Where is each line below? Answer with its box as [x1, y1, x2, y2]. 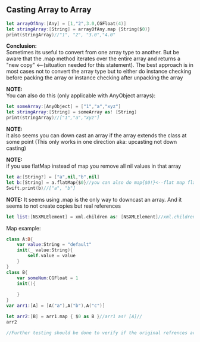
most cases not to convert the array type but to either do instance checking [6, 68, 192, 75]
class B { [6, 269, 28, 275]
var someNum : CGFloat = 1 [17, 275, 79, 281]
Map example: [6, 224, 41, 232]
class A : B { [6, 236, 33, 242]
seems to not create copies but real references [6, 202, 121, 209]
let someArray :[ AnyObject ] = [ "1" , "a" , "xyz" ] [6, 104, 121, 110]
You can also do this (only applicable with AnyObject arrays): [6, 92, 156, 99]
